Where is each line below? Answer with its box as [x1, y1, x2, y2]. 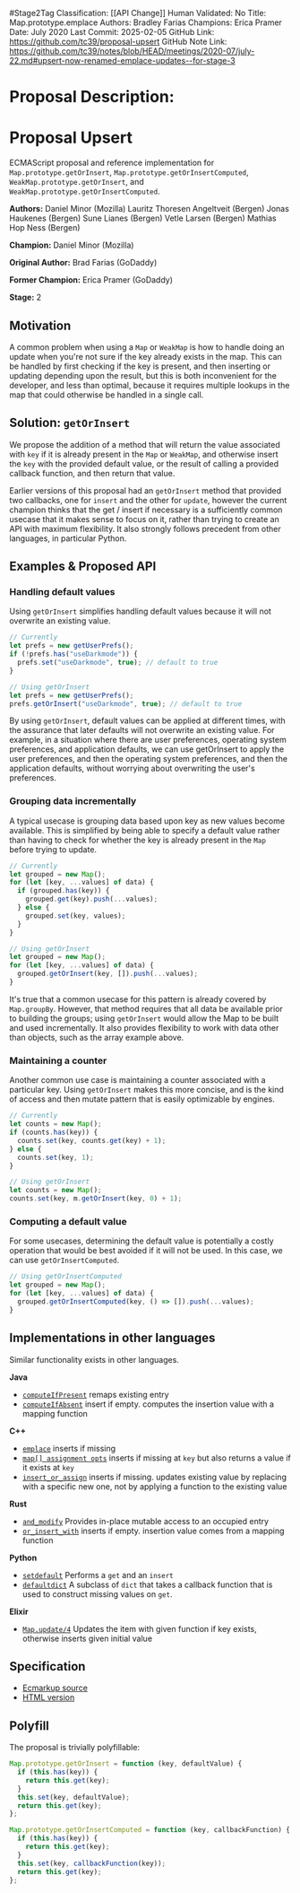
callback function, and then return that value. [9, 467, 176, 478]
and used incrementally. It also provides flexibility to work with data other [9, 1022, 279, 1033]
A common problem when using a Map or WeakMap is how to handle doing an [9, 341, 285, 353]
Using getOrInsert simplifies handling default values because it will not [9, 606, 271, 617]
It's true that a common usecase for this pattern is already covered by [9, 993, 267, 1004]
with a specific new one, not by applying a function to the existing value [21, 1480, 287, 1492]
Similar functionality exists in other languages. [9, 1354, 179, 1365]
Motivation [9, 318, 72, 333]
